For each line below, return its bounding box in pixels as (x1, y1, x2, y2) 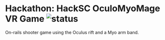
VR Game (5, 13, 45, 24)
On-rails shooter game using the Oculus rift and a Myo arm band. (5, 29, 139, 35)
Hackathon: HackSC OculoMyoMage (5, 3, 161, 14)
